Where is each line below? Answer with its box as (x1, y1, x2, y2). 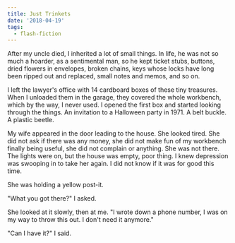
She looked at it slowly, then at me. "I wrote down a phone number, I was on (7, 208, 228, 216)
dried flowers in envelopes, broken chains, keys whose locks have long (7, 64, 215, 73)
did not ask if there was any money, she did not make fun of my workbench (7, 137, 227, 146)
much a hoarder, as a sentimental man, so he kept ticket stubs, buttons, (7, 57, 215, 66)
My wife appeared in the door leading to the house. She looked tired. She (7, 129, 220, 138)
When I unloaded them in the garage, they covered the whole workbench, (7, 93, 222, 102)
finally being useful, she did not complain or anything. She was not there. (7, 144, 220, 153)
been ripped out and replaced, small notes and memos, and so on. (7, 72, 200, 81)
